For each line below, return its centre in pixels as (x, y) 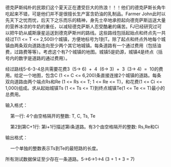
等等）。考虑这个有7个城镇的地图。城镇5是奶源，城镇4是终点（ (93, 52)
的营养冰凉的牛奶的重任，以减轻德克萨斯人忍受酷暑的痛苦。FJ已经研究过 (81, 26)
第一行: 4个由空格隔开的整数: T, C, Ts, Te (53, 116)
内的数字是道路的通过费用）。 (40, 58)
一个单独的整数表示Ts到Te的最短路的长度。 (55, 148)
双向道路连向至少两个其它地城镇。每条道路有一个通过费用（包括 (90, 45)
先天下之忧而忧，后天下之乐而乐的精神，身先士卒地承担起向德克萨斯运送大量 (85, 20)
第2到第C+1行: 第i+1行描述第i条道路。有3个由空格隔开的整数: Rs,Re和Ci (84, 127)
